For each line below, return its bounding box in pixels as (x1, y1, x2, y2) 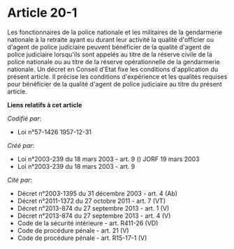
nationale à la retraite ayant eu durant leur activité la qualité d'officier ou (7, 35, 214, 43)
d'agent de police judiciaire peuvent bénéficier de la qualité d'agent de (7, 43, 211, 51)
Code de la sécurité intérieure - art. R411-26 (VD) (17, 218, 159, 227)
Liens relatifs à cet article (7, 100, 82, 109)
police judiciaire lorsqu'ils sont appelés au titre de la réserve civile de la (7, 50, 213, 59)
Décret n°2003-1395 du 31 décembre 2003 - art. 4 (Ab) (17, 189, 178, 197)
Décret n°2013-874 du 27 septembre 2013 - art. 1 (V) (17, 204, 170, 212)
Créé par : (7, 141, 35, 149)
